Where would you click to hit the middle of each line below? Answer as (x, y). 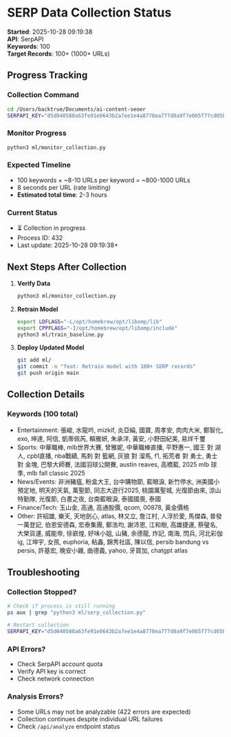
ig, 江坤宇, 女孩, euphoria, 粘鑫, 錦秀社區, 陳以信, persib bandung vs (113, 542)
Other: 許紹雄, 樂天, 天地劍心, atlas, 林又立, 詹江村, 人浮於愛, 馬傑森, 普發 (119, 516)
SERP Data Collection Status (89, 13)
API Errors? (26, 649)
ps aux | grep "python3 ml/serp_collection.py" (77, 613)
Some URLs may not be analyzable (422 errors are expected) (104, 712)
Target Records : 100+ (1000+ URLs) (58, 54)
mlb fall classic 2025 (56, 473)
